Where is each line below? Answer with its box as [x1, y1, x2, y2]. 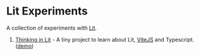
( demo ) [15, 42, 34, 50]
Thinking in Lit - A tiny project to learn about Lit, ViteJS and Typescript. [15, 36, 194, 43]
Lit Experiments [6, 4, 88, 18]
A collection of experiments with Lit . [6, 24, 97, 31]
